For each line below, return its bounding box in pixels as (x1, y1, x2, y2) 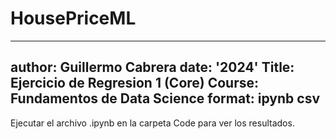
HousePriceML (10, 7, 137, 30)
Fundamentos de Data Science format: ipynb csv (10, 90, 321, 107)
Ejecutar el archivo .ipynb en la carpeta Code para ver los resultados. (10, 117, 295, 129)
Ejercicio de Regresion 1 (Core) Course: (10, 75, 260, 92)
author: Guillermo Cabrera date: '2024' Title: (10, 59, 295, 76)
